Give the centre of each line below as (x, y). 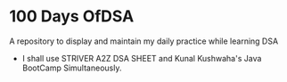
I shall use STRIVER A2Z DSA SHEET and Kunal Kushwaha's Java (142, 58)
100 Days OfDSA (72, 16)
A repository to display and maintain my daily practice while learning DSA (144, 41)
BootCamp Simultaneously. (72, 68)
